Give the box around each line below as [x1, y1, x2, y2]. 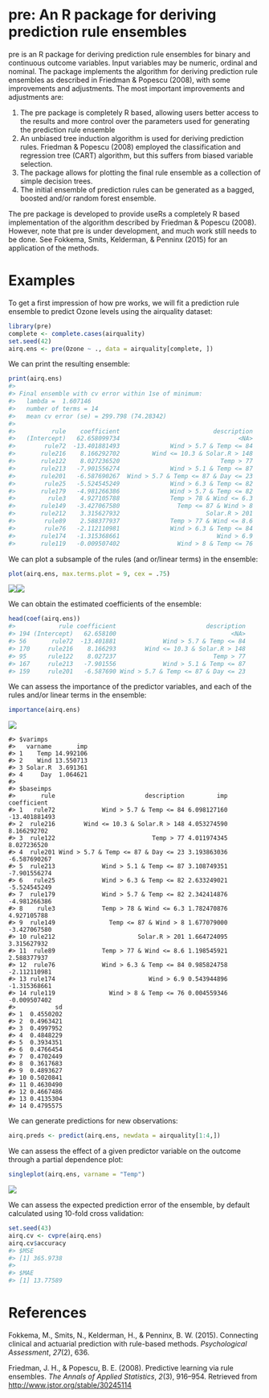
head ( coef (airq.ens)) [8, 614, 81, 623]
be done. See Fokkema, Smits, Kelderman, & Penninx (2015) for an [8, 234, 227, 244]
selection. [19, 159, 53, 168]
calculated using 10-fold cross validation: [8, 1209, 145, 1218]
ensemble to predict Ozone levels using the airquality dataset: [8, 306, 213, 316]
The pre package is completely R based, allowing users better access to [19, 107, 259, 118]
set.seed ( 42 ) [8, 337, 52, 345]
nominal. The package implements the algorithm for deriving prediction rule [8, 66, 259, 76]
